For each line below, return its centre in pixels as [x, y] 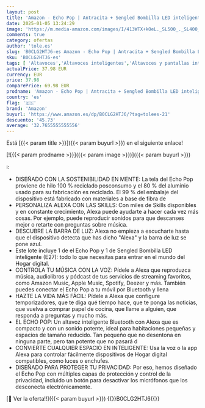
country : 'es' [24, 97]
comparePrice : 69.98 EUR [38, 86]
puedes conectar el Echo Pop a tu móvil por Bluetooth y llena [92, 290]
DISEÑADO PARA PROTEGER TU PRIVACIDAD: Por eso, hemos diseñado [106, 368]
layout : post [23, 12]
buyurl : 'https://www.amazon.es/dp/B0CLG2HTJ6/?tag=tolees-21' [88, 114]
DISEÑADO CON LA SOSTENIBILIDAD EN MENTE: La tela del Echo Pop [104, 179]
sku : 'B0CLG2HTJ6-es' [34, 57]
